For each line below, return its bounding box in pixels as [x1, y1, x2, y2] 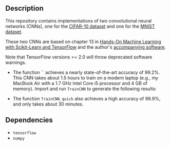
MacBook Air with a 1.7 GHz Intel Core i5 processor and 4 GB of [12, 80, 148, 86]
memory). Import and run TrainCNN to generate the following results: [12, 86, 157, 92]
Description [5, 4, 44, 13]
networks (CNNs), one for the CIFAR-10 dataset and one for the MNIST [5, 23, 155, 29]
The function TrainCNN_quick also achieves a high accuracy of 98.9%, [12, 95, 161, 101]
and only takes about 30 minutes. [12, 101, 84, 107]
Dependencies [5, 116, 53, 124]
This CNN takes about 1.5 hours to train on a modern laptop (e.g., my [12, 74, 158, 81]
